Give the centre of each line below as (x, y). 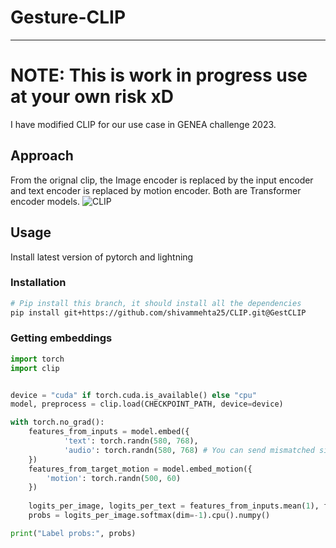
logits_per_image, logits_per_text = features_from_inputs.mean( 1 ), (174, 506)
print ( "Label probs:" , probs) (73, 533)
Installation (38, 283)
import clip (35, 368)
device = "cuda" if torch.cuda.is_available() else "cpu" (133, 395)
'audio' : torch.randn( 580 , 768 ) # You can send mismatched (189, 450)
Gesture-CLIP (68, 17)
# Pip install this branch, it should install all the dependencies (156, 303)
